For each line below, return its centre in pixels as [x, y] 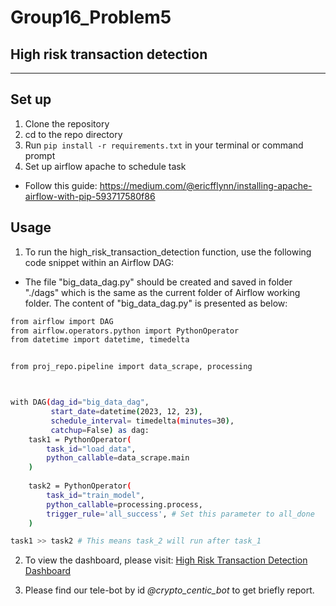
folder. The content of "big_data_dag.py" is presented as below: [156, 303]
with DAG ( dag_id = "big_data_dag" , [80, 402]
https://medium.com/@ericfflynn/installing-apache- [206, 185]
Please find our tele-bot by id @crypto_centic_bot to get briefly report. [169, 590]
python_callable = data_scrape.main [118, 458]
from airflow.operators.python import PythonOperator [125, 331]
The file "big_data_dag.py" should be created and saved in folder [158, 282]
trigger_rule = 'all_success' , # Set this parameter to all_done [180, 514]
